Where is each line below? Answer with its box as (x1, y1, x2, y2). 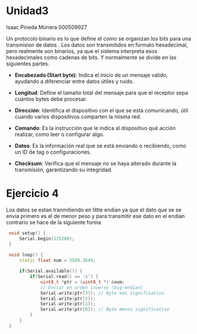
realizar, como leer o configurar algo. (14, 131, 105, 138)
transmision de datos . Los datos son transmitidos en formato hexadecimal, (6, 41, 188, 48)
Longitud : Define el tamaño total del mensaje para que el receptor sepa (14, 89, 188, 96)
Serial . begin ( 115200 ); (19, 236, 75, 242)
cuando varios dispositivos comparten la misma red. (14, 113, 142, 120)
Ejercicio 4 (6, 187, 59, 200)
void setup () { (8, 230, 46, 236)
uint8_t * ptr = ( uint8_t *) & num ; (40, 279, 125, 285)
